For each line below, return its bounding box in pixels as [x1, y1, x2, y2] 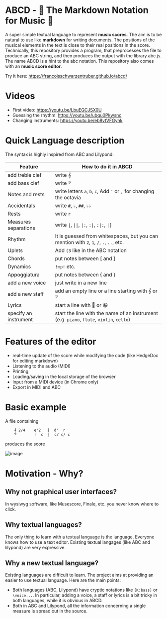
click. [5, 506, 16, 512]
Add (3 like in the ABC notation [55, 247, 127, 253]
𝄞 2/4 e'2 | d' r [14, 428, 66, 433]
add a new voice [7, 279, 46, 286]
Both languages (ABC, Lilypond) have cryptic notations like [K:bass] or [12, 587, 158, 593]
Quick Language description [5, 135, 125, 146]
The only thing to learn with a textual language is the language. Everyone [5, 534, 155, 540]
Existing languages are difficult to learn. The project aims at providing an [5, 572, 154, 578]
